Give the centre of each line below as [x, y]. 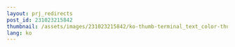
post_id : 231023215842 [40, 20]
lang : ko [19, 33]
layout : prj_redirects [40, 13]
